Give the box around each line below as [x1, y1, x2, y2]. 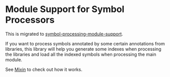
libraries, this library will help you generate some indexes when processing [5, 46, 161, 52]
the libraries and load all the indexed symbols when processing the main [5, 51, 156, 57]
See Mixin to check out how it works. [5, 66, 83, 72]
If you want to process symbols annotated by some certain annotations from [5, 40, 165, 46]
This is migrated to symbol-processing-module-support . [5, 31, 123, 37]
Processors [5, 14, 55, 26]
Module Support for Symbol [5, 4, 125, 15]
